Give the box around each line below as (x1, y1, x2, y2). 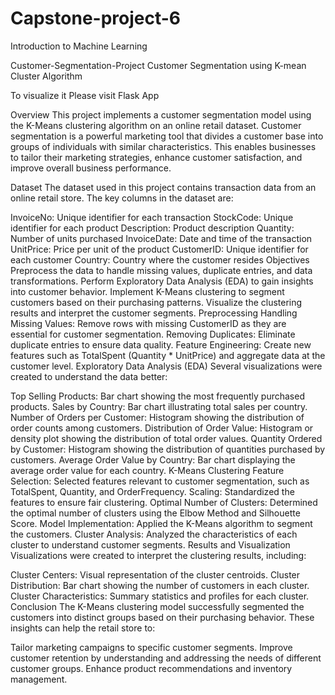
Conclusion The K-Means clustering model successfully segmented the (10, 600, 305, 612)
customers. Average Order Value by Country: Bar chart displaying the (10, 453, 296, 466)
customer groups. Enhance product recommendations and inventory (10, 662, 293, 674)
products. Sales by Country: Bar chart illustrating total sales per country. (10, 400, 308, 412)
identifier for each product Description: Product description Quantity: (10, 222, 295, 234)
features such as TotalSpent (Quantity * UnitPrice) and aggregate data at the (10, 349, 326, 361)
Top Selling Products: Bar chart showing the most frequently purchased (10, 390, 305, 402)
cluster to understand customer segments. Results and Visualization (10, 538, 291, 551)
